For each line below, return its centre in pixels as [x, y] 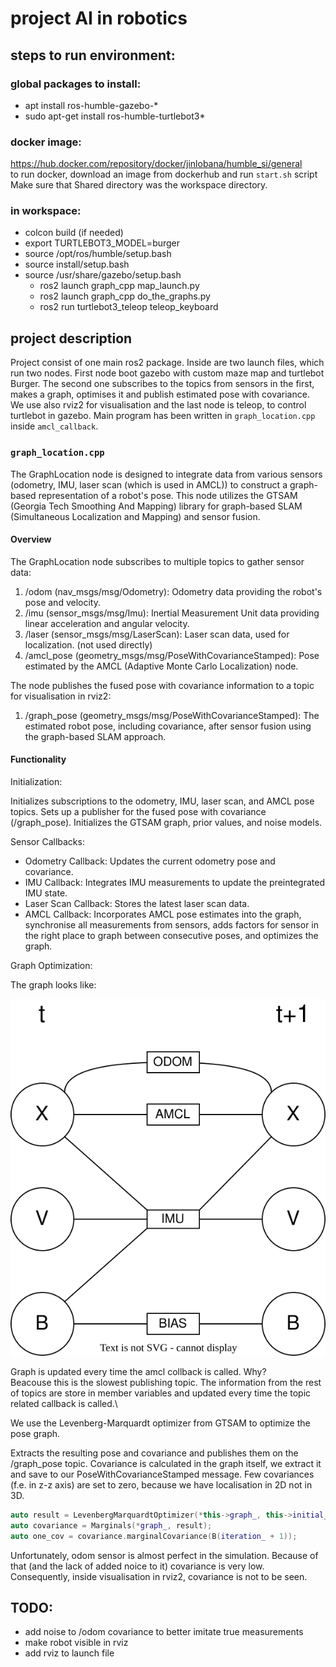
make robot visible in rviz [76, 1643]
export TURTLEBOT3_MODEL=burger [102, 243]
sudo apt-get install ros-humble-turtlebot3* [115, 116]
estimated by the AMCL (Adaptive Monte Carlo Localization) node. [161, 666]
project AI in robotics [99, 18]
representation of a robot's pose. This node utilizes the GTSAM [168, 495]
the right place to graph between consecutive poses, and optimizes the [171, 935]
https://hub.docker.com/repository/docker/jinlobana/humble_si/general [156, 164]
